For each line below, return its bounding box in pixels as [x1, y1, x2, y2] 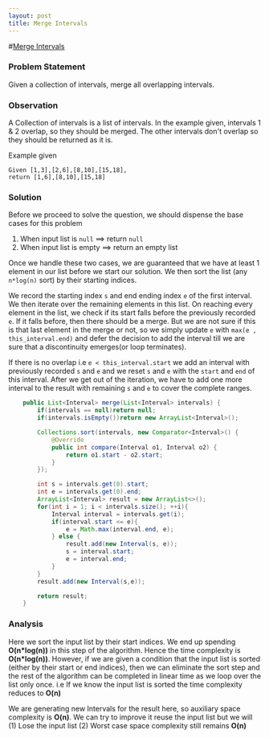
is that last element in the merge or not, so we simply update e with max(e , [8, 325, 257, 334]
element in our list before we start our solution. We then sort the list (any [8, 267, 248, 277]
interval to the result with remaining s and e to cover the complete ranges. [8, 383, 252, 393]
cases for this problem [8, 219, 83, 228]
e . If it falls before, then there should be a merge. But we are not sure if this [8, 317, 256, 326]
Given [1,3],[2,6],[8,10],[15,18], [8, 166, 128, 174]
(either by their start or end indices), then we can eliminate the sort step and [8, 662, 261, 672]
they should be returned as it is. [8, 135, 113, 145]
